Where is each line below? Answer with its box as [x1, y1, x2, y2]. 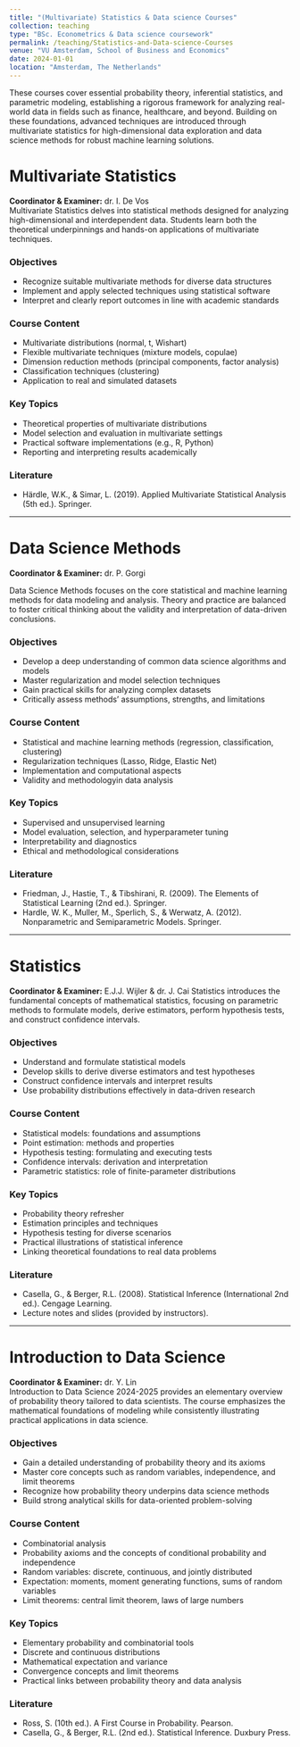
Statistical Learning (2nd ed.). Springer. [21, 898, 168, 909]
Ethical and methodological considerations [21, 845, 179, 856]
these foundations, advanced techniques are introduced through [9, 115, 247, 126]
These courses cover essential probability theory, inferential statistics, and [9, 87, 284, 98]
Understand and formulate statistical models [21, 1057, 186, 1068]
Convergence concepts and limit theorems [21, 1666, 179, 1676]
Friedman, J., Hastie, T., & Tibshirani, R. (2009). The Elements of [21, 888, 259, 899]
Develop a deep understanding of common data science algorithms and [21, 656, 287, 667]
